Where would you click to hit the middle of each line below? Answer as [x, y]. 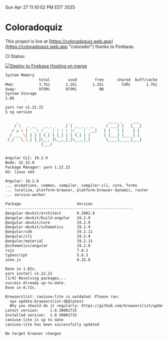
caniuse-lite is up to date [34, 320]
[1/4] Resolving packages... [35, 278]
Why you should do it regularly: [44, 306]
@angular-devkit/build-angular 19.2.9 [48, 218]
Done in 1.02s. [21, 269]
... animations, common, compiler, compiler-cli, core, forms [71, 185]
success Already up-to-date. [35, 283]
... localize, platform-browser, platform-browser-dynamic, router [77, 190]
